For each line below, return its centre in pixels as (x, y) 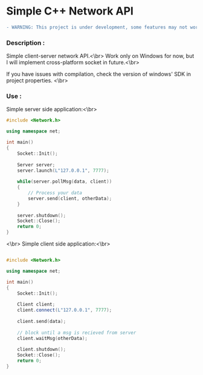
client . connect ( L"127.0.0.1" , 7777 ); (65, 310)
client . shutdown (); (42, 350)
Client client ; (36, 305)
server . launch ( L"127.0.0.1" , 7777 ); (63, 171)
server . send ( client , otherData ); (70, 198)
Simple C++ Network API (70, 11)
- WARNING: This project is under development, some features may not (97, 27)
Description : (26, 42)
